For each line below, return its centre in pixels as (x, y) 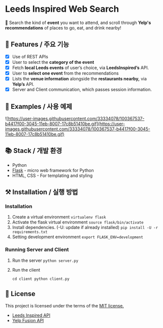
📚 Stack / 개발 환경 (34, 151)
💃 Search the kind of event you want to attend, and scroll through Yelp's (78, 23)
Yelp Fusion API (28, 320)
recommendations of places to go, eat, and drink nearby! (63, 27)
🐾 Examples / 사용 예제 (39, 106)
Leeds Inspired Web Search (62, 9)
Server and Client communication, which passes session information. (82, 90)
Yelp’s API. (23, 84)
